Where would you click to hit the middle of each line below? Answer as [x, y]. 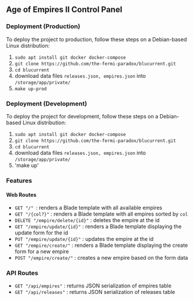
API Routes [22, 273]
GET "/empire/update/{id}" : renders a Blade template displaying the [98, 227]
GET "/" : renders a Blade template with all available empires [88, 208]
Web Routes [21, 194]
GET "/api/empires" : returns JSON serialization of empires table [93, 286]
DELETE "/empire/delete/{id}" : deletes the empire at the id [87, 220]
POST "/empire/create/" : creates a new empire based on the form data [101, 258]
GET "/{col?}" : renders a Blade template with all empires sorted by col [101, 214]
